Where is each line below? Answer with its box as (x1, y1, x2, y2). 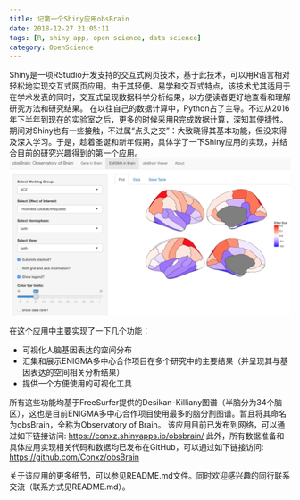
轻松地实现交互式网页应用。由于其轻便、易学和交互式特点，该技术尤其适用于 (9, 81, 291, 91)
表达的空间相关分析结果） (29, 367, 125, 377)
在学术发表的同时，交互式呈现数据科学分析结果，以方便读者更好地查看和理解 (9, 92, 291, 103)
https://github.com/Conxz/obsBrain (9, 452, 140, 462)
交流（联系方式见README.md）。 (9, 481, 131, 492)
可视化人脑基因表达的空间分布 (21, 344, 132, 355)
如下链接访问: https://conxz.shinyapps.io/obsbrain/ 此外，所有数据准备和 (16, 430, 285, 441)
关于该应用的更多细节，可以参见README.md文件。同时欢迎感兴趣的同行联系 (9, 470, 291, 480)
